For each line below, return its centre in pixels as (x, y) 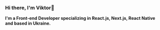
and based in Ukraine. (28, 23)
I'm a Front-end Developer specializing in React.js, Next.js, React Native (80, 18)
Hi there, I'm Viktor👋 (30, 8)
